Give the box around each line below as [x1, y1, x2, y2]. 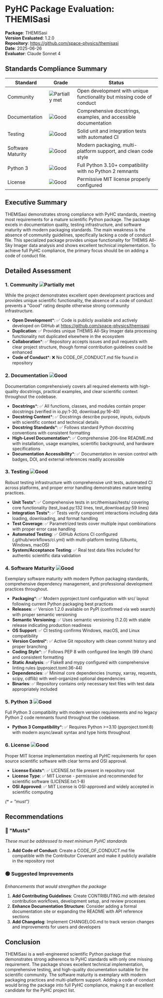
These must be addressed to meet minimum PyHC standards [5, 838, 128, 844]
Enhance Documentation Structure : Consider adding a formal [12, 903, 137, 909]
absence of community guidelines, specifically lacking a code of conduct [5, 232, 151, 238]
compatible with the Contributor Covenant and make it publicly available [12, 853, 156, 859]
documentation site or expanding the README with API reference [12, 908, 143, 914]
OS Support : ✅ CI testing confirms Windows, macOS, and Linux [12, 627, 140, 634]
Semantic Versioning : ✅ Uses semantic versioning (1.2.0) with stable [12, 617, 151, 623]
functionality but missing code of [77, 94, 152, 100]
